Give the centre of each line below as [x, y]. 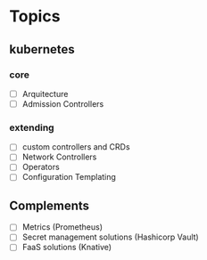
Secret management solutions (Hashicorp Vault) [110, 237]
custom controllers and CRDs [76, 147]
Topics [35, 16]
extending [32, 127]
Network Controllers [59, 157]
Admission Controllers [63, 103]
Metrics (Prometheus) [62, 227]
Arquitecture [45, 93]
